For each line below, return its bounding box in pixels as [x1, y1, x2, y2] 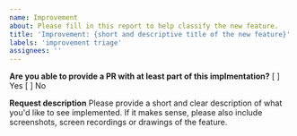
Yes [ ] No [9, 81, 47, 91]
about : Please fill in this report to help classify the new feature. [9, 21, 279, 30]
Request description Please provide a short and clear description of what [9, 98, 283, 108]
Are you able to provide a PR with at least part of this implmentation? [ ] [9, 71, 281, 81]
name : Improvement [9, 13, 78, 22]
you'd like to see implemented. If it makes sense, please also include [9, 107, 263, 118]
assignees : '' [9, 47, 63, 55]
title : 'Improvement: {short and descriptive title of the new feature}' [9, 30, 292, 38]
